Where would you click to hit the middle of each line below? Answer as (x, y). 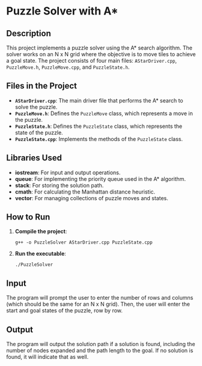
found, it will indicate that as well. (47, 357)
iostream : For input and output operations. (68, 172)
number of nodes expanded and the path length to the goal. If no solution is (100, 350)
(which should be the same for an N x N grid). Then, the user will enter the (98, 304)
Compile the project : (41, 232)
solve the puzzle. (36, 107)
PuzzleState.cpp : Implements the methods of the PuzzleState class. (99, 139)
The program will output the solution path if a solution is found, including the (101, 344)
